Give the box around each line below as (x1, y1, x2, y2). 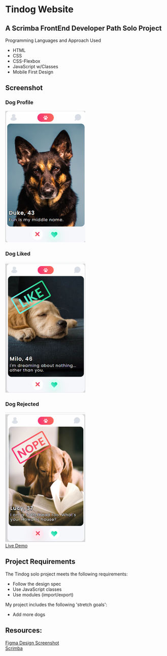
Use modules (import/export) (12, 591, 74, 597)
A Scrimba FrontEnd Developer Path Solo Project (5, 24, 162, 33)
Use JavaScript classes (12, 586, 62, 592)
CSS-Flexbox (12, 58, 41, 64)
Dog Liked (5, 250, 30, 257)
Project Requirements (5, 557, 76, 566)
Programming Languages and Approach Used (5, 37, 102, 43)
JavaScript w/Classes (12, 64, 58, 69)
